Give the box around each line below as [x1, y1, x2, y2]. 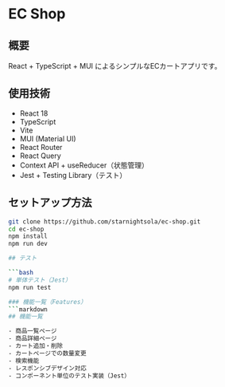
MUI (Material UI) [19, 133, 77, 144]
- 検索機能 [8, 357, 40, 365]
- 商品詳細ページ [8, 334, 57, 343]
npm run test [8, 283, 52, 291]
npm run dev [8, 240, 48, 248]
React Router [19, 142, 63, 152]
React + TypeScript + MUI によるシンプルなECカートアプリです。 [8, 61, 222, 70]
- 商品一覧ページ [8, 327, 57, 335]
